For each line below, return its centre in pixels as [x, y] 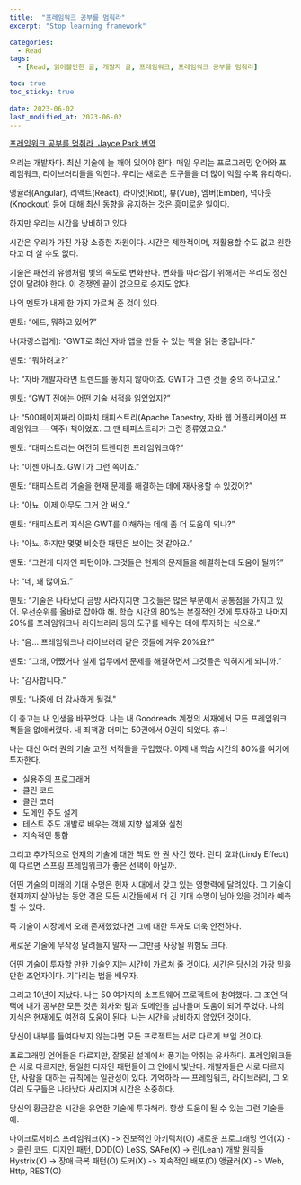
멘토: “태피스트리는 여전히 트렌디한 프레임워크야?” [97, 448]
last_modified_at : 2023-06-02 [66, 117]
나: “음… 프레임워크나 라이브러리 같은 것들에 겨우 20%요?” [112, 642]
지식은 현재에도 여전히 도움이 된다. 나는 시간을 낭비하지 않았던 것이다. [130, 1017]
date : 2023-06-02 [42, 109]
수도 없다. [62, 253]
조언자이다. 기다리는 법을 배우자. [82, 976]
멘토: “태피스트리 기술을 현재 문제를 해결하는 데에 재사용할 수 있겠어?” [131, 486]
